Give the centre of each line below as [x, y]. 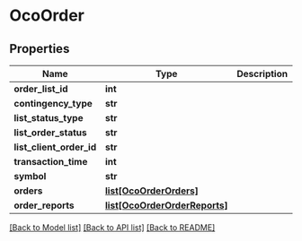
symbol [30, 176]
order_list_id [41, 89]
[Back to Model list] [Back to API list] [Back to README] [112, 228]
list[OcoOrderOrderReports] [166, 205]
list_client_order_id [55, 147]
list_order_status [50, 133]
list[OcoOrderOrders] [152, 191]
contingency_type [53, 103]
